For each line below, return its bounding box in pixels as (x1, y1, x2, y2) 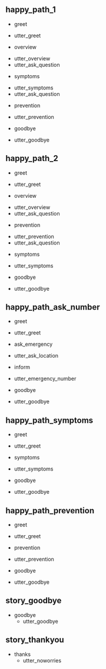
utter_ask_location (14, 352, 59, 359)
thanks (14, 651, 31, 658)
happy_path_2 (5, 153, 58, 163)
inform (14, 364, 31, 371)
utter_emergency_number (14, 375, 77, 382)
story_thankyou (5, 635, 64, 645)
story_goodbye (5, 596, 62, 606)
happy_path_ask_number (5, 302, 100, 313)
